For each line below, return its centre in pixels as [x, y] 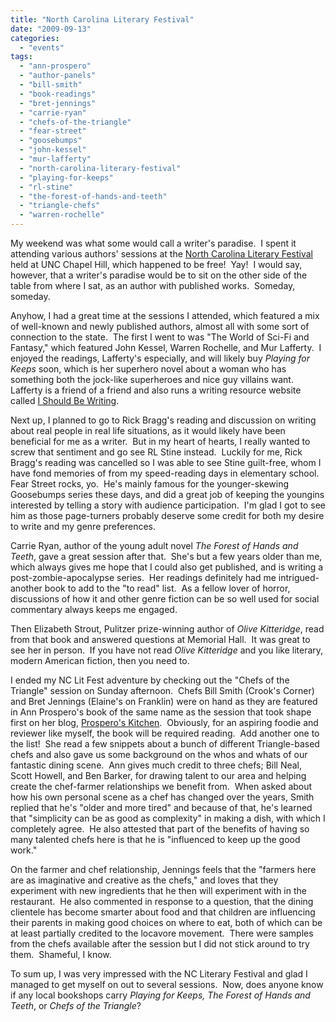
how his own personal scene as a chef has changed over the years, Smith [162, 797]
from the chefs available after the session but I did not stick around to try [160, 944]
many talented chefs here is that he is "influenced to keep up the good [155, 839]
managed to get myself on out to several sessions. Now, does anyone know [167, 984]
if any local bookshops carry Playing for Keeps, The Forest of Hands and [160, 995]
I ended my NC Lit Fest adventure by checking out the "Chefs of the [150, 680]
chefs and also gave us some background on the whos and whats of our [159, 754]
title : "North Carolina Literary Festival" [102, 19]
